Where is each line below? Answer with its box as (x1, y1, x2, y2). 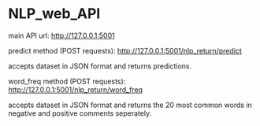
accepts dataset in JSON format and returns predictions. (8, 61, 192, 71)
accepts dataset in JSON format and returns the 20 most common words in (8, 100, 252, 109)
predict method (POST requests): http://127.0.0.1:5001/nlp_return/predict (8, 46, 242, 55)
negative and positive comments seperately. (8, 108, 152, 118)
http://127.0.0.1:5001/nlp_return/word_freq (8, 84, 143, 94)
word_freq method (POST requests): (8, 76, 126, 86)
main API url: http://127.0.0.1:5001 (8, 31, 116, 40)
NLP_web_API (8, 5, 101, 23)
